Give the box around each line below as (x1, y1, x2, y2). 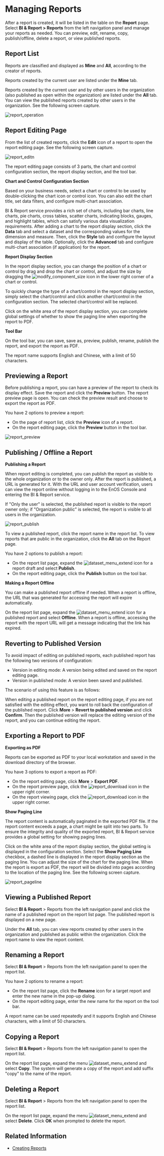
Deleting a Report (5, 1085, 60, 1093)
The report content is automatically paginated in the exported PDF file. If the (5, 818, 158, 824)
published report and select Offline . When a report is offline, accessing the (5, 615, 156, 621)
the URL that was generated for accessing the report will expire (5, 595, 133, 601)
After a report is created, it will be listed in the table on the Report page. (5, 20, 150, 26)
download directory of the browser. (5, 759, 76, 765)
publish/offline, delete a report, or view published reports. (5, 35, 121, 41)
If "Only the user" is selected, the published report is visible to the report (5, 501, 151, 507)
